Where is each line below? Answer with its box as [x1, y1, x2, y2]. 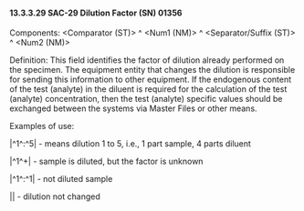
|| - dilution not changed [9, 191, 100, 202]
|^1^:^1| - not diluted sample [9, 174, 113, 185]
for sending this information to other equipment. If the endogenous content [9, 74, 292, 85]
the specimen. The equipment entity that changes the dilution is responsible [9, 65, 296, 75]
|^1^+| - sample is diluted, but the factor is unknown [9, 156, 204, 167]
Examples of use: [9, 121, 75, 132]
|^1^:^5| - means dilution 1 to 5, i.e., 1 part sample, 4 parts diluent [9, 138, 251, 149]
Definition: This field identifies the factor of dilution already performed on [9, 55, 285, 65]
